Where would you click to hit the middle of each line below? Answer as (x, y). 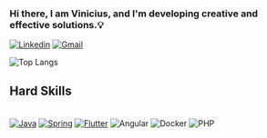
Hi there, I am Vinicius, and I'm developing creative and (133, 14)
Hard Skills (41, 90)
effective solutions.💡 (57, 25)
